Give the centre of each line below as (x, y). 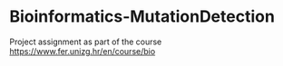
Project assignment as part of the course (86, 42)
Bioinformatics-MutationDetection (142, 17)
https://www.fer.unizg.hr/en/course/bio (83, 51)
